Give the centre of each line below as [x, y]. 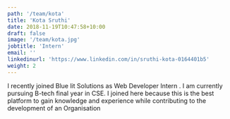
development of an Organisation [54, 108]
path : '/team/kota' [36, 14]
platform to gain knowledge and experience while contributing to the [107, 100]
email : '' [22, 53]
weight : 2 [22, 66]
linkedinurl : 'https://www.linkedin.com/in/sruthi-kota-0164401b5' [109, 59]
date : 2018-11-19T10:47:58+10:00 [56, 27]
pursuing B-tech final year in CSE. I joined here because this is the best [111, 93]
